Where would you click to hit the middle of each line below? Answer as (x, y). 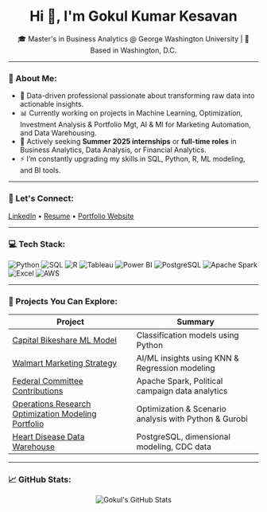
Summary (195, 322)
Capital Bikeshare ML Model (65, 340)
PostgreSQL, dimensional (183, 437)
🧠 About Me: (33, 78)
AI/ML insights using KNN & (188, 358)
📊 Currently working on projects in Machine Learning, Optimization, (131, 113)
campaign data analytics (182, 391)
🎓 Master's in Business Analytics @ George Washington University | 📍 (133, 38)
